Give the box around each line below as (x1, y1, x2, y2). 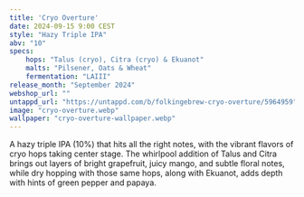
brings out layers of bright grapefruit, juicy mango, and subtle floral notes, (9, 158, 285, 169)
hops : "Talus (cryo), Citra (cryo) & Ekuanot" (25, 55, 204, 64)
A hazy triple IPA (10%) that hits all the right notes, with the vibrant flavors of (9, 139, 294, 150)
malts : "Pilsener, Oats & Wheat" (25, 64, 152, 73)
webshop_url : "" (9, 89, 71, 98)
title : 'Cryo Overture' (9, 13, 100, 23)
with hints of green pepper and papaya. (9, 177, 157, 188)
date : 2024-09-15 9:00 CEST (9, 22, 116, 31)
